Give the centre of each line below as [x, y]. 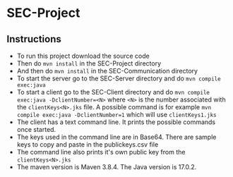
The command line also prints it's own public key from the [101, 152]
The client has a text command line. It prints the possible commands [116, 122]
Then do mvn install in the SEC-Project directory [89, 63]
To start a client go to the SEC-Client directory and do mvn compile [113, 92]
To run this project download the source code [83, 56]
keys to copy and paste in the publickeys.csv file [88, 145]
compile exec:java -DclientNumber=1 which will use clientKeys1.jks [116, 115]
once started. [36, 129]
